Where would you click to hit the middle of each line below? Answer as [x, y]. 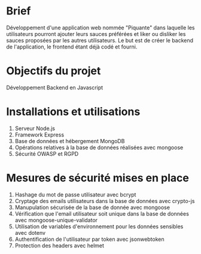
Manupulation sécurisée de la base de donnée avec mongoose [92, 207]
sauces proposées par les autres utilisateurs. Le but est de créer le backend [100, 40]
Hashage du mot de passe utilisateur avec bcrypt [75, 194]
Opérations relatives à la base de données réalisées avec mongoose [99, 147]
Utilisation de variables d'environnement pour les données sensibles [99, 226]
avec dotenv [30, 232]
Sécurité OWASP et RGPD [47, 153]
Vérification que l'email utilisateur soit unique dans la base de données [102, 213]
